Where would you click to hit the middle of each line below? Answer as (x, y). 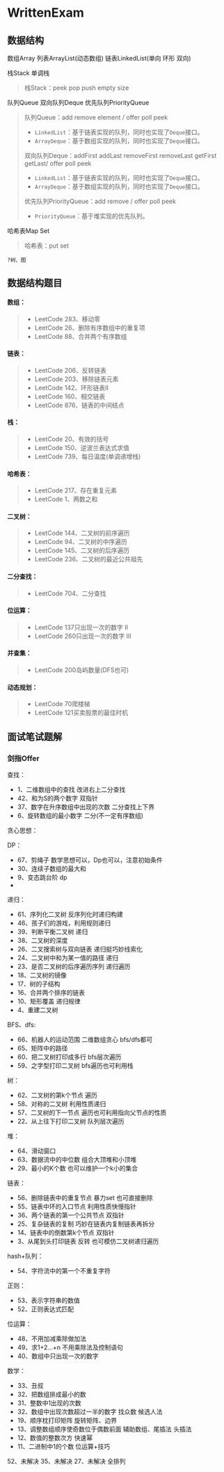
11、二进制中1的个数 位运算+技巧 (64, 1446)
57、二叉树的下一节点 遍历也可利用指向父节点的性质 (92, 1112)
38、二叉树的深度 (42, 940)
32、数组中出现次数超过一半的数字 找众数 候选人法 (90, 1411)
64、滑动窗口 (37, 1151)
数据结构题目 (35, 283)
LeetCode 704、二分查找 (70, 593)
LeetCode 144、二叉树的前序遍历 (82, 533)
